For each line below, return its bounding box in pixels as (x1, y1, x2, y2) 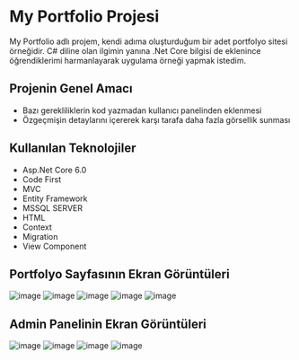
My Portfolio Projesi (9, 6, 160, 27)
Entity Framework (22, 193, 88, 204)
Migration (22, 231, 58, 241)
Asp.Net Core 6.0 (22, 164, 87, 175)
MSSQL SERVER (22, 202, 84, 213)
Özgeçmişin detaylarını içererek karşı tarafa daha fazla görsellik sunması (22, 114, 291, 125)
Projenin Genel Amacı (9, 81, 133, 96)
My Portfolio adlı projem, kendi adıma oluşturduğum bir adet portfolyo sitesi (9, 36, 288, 47)
